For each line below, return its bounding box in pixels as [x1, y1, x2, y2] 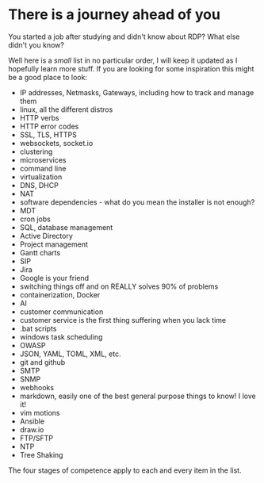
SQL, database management [19, 222, 113, 232]
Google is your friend [19, 273, 90, 282]
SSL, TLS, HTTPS [19, 129, 77, 140]
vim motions [19, 408, 60, 417]
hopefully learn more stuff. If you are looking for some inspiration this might [8, 63, 254, 73]
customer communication [19, 307, 104, 316]
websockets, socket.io [19, 138, 94, 148]
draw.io [19, 424, 44, 434]
